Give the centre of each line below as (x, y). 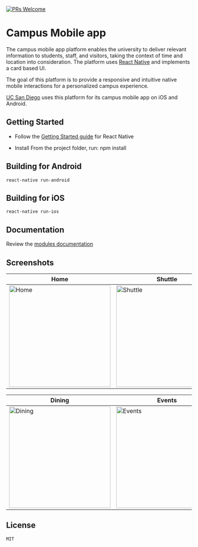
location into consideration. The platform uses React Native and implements (98, 61)
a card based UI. (26, 68)
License (21, 525)
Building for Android (44, 166)
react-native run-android (38, 180)
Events (167, 400)
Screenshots (30, 263)
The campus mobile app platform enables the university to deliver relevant (96, 49)
